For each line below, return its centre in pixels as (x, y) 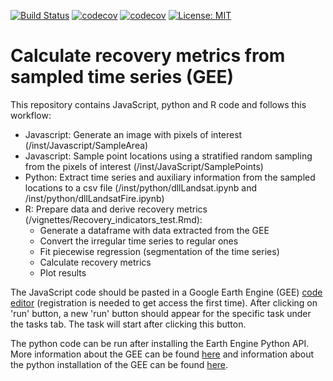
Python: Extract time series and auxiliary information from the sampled (170, 177)
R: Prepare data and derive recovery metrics (116, 209)
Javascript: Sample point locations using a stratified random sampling (168, 156)
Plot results (63, 272)
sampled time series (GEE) (122, 77)
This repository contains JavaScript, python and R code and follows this (158, 104)
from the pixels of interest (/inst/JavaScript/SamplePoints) (144, 166)
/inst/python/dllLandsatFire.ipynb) (94, 198)
